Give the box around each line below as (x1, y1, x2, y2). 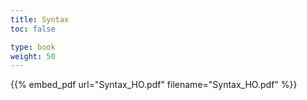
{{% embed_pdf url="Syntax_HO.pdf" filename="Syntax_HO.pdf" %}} (10, 79, 298, 91)
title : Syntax (10, 14, 70, 25)
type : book (10, 42, 56, 52)
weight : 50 (10, 51, 56, 61)
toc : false (10, 24, 56, 34)
